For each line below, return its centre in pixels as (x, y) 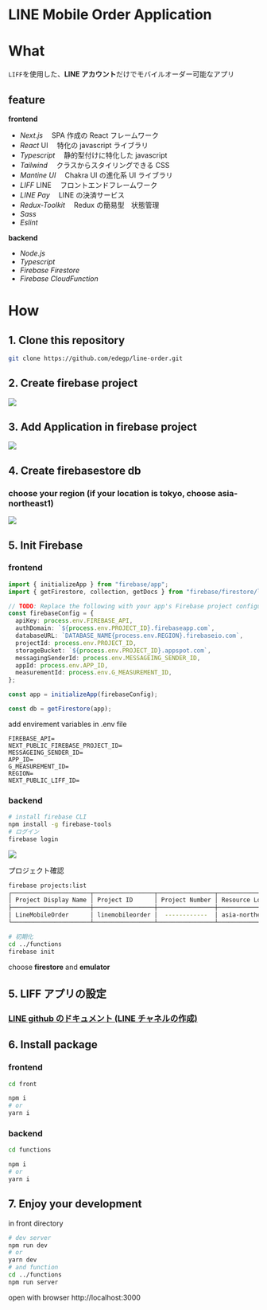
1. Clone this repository (67, 340)
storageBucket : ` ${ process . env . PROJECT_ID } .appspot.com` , (114, 651)
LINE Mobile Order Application (110, 15)
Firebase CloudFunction (59, 278)
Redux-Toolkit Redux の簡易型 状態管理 (89, 205)
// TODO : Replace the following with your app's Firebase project (120, 606)
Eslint (29, 222)
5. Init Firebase (46, 545)
